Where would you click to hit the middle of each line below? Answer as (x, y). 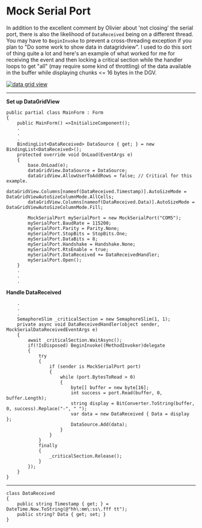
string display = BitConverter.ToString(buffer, (133, 403)
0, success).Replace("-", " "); (47, 408)
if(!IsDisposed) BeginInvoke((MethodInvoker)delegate (96, 345)
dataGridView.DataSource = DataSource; (78, 170)
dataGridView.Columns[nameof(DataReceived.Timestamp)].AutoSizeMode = (96, 191)
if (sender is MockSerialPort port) (95, 366)
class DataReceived (31, 493)
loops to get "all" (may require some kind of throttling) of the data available (99, 66)
